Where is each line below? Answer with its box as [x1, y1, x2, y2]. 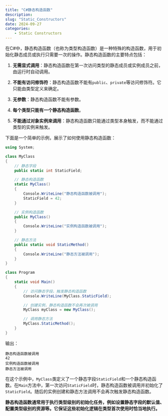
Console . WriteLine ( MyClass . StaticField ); [23, 293, 112, 299]
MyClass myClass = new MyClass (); [23, 307, 96, 313]
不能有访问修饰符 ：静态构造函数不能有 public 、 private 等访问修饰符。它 [12, 79, 161, 85]
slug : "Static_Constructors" [5, 17, 67, 22]
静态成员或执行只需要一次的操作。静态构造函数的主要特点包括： [14, 51, 147, 57]
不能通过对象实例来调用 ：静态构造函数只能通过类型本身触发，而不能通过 [12, 118, 163, 124]
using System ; [5, 145, 35, 150]
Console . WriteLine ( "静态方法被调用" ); [23, 252, 100, 257]
